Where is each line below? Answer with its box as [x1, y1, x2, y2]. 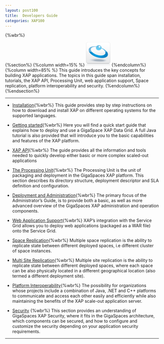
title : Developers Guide [5, 13, 58, 18]
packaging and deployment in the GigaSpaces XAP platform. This [12, 172, 144, 179]
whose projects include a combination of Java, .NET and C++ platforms [12, 288, 156, 294]
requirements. [12, 329, 41, 335]
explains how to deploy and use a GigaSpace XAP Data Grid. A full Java [12, 128, 156, 133]
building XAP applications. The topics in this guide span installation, [5, 73, 141, 79]
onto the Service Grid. [12, 228, 57, 234]
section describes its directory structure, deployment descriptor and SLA [12, 178, 159, 184]
